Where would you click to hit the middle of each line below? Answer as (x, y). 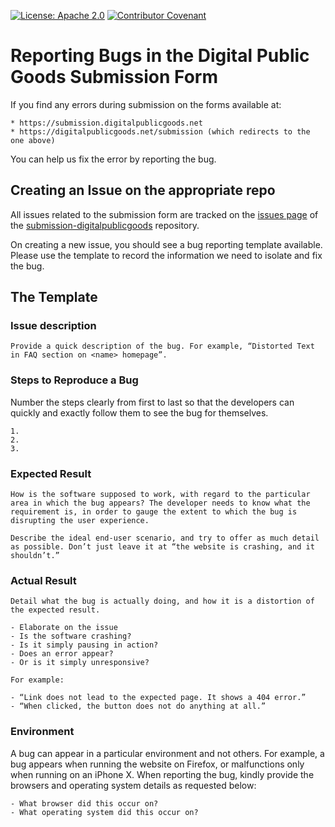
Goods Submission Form (114, 77)
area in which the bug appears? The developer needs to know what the (160, 503)
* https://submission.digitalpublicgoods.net (106, 123)
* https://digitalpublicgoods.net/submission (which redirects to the (160, 131)
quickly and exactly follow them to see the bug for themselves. (139, 412)
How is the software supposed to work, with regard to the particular (160, 495)
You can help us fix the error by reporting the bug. (113, 159)
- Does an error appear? (62, 654)
